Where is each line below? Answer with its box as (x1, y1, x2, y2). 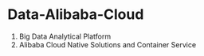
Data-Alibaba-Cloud (7, 6, 144, 24)
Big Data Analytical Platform (18, 32, 112, 41)
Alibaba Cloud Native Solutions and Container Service (18, 39, 197, 49)
